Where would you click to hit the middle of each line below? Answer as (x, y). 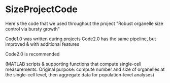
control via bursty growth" (32, 29)
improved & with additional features (42, 44)
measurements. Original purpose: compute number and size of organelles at (85, 69)
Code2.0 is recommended (32, 54)
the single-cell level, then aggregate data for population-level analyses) (80, 74)
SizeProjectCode (41, 9)
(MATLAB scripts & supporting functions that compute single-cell (73, 64)
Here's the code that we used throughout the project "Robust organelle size (84, 23)
